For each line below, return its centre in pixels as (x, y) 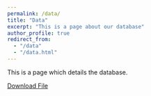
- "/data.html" (35, 53)
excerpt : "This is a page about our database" (76, 26)
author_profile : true (39, 33)
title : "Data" (28, 20)
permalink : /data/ (34, 14)
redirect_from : (29, 40)
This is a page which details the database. (67, 72)
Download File (28, 86)
